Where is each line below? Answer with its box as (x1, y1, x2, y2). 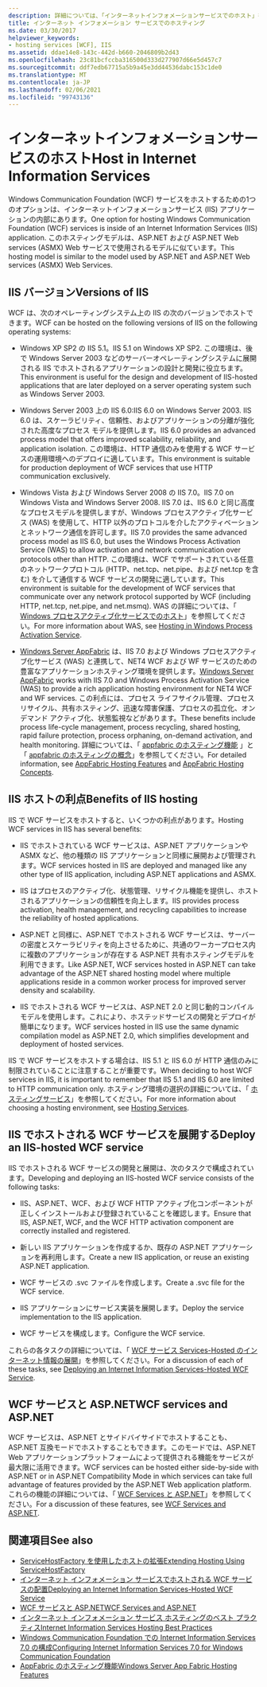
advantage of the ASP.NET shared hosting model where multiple (19, 969, 231, 978)
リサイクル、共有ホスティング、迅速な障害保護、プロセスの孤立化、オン (19, 703, 256, 713)
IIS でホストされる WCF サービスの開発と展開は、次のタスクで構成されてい (8, 1163, 254, 1172)
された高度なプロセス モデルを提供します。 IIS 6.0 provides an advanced (19, 425, 256, 435)
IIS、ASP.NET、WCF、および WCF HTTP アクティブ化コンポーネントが (19, 1198, 253, 1208)
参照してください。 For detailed (145, 750, 247, 759)
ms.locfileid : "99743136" (8, 93, 94, 101)
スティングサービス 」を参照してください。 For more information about (8, 1094, 237, 1103)
